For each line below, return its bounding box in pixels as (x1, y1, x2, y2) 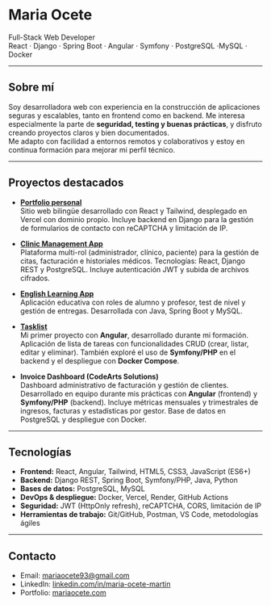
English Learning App (19, 288, 94, 298)
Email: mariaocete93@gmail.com (19, 571, 131, 581)
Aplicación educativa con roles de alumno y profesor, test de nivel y (19, 297, 246, 307)
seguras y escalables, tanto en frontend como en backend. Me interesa (8, 111, 245, 120)
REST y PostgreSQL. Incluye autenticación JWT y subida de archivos (19, 264, 249, 274)
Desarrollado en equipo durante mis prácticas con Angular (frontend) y (19, 389, 258, 398)
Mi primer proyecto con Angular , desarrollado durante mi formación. (19, 330, 248, 340)
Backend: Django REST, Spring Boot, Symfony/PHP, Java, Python (19, 475, 238, 485)
